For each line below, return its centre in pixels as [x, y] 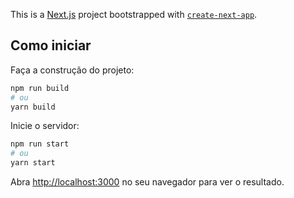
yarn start [33, 163]
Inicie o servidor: [45, 126]
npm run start [40, 144]
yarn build [33, 107]
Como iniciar [51, 45]
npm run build [40, 88]
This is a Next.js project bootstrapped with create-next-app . [134, 14]
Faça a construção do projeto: [72, 70]
